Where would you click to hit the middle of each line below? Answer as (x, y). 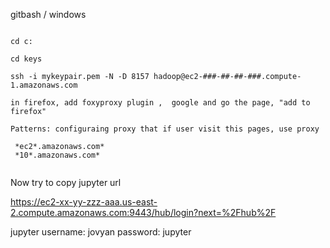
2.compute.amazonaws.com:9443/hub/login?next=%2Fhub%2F (143, 212)
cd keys (26, 59)
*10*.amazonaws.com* (57, 155)
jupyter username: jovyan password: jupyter (101, 232)
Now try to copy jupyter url (66, 182)
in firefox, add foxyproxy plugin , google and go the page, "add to (160, 103)
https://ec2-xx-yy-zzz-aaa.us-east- (84, 202)
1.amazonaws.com (44, 85)
